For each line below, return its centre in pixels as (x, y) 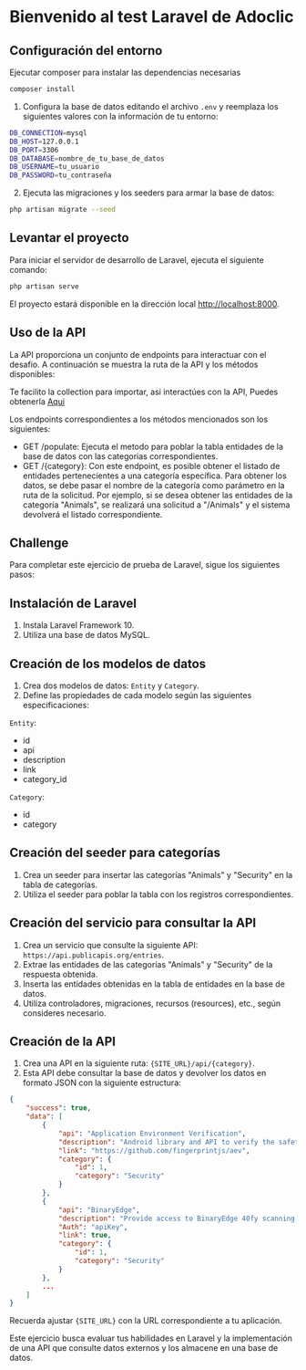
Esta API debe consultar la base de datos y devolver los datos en (144, 1073)
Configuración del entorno (86, 51)
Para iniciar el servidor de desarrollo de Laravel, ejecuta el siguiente (137, 260)
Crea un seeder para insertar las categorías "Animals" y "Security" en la (158, 874)
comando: (28, 269)
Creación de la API (63, 1041)
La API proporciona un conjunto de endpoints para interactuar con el (138, 354)
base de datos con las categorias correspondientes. (120, 456)
